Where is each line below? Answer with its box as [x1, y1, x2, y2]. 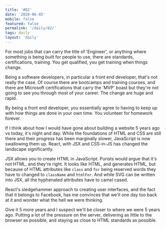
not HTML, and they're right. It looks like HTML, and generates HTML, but [5, 161, 156, 167]
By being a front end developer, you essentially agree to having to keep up [5, 105, 158, 111]
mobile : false [5, 16, 35, 21]
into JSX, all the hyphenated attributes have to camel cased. [5, 177, 128, 183]
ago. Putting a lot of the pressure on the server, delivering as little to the [5, 212, 152, 218]
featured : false [5, 21, 39, 26]
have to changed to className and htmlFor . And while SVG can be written [5, 171, 156, 177]
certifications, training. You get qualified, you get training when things [5, 59, 148, 65]
